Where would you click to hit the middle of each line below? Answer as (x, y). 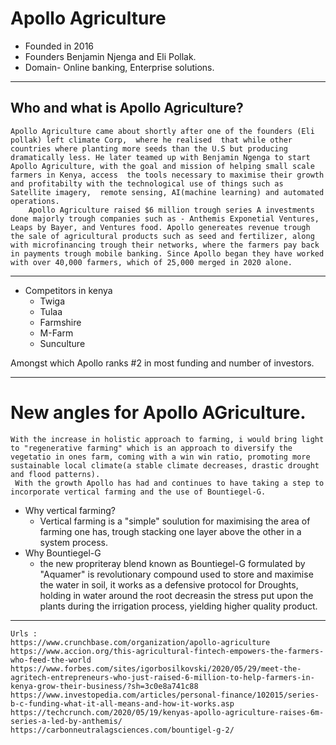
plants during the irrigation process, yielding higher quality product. (178, 606)
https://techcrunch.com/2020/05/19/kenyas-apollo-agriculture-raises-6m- (167, 712)
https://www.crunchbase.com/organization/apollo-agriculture (140, 642)
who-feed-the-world (51, 660)
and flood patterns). (55, 474)
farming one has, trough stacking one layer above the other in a (170, 531)
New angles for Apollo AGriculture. (158, 412)
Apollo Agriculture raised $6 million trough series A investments (171, 210)
